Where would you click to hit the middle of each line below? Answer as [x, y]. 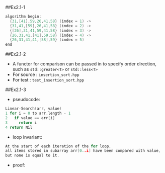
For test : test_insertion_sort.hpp [48, 80]
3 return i [21, 123]
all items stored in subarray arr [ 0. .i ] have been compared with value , [83, 151]
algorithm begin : [23, 17]
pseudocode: [26, 100]
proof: [19, 165]
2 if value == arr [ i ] [30, 118]
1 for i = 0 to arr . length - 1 [38, 113]
